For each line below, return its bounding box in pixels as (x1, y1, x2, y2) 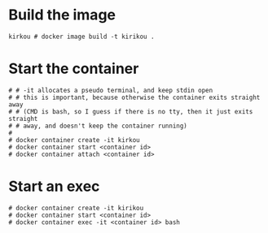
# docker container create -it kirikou (8, 204, 144, 212)
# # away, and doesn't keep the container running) (8, 122, 187, 130)
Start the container (8, 59, 139, 78)
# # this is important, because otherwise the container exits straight (8, 93, 261, 101)
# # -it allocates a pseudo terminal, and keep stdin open (8, 86, 213, 94)
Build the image (8, 6, 116, 24)
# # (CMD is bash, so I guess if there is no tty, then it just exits (8, 107, 253, 115)
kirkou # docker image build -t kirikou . (8, 32, 155, 41)
